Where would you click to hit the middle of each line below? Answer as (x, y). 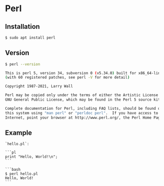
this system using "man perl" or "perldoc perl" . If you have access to (82, 113)
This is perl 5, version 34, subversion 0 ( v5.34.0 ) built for (71, 73)
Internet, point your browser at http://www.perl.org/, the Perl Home (78, 118)
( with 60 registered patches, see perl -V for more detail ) (68, 78)
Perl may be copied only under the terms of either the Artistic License (82, 95)
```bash (13, 170)
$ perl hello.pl (21, 174)
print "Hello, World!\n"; (31, 157)
